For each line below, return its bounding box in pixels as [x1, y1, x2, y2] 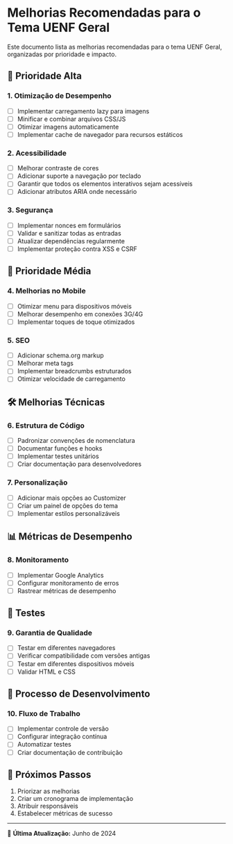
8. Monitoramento [7, 555, 69, 565]
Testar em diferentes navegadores [17, 644, 116, 652]
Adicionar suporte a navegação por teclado [17, 172, 141, 180]
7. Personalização [7, 478, 68, 487]
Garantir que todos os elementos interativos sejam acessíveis [17, 179, 193, 188]
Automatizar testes [17, 740, 71, 749]
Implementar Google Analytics [17, 571, 104, 579]
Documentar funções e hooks [17, 444, 103, 453]
